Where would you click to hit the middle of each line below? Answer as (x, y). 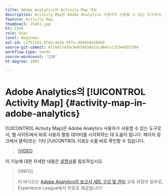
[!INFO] (25, 171)
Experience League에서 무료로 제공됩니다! (60, 188)
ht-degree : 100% (22, 61)
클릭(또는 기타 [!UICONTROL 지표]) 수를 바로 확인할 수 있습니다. (82, 141)
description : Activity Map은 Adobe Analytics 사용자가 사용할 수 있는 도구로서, (84, 15)
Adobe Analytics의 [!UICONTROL (75, 92)
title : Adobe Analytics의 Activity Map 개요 (51, 10)
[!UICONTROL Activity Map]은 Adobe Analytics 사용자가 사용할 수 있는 (77, 128)
